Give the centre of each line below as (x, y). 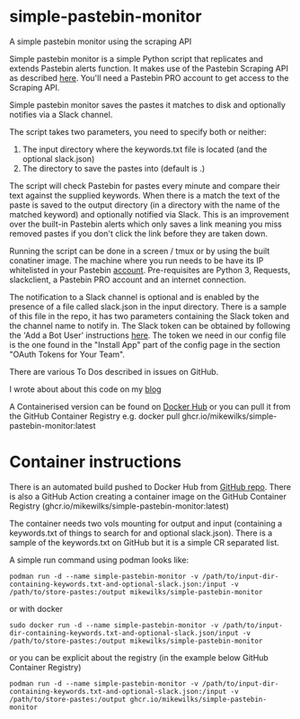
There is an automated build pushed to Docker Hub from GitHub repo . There (150, 486)
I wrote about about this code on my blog (85, 389)
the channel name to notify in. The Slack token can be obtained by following (150, 325)
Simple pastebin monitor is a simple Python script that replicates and (136, 58)
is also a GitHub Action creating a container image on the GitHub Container (148, 496)
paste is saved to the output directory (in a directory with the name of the (145, 205)
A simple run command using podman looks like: (99, 560)
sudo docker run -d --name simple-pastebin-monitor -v (114, 625)
